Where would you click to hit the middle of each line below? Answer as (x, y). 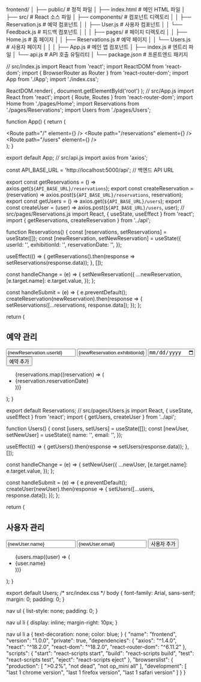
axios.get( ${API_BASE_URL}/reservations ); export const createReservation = (100, 188)
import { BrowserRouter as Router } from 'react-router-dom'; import (105, 73)
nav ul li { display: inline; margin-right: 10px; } (62, 622)
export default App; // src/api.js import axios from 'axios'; (77, 158)
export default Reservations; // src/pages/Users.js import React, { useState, (100, 411)
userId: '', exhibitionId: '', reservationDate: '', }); (64, 245)
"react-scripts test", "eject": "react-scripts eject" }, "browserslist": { (90, 659)
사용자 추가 (163, 544)
